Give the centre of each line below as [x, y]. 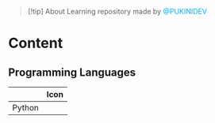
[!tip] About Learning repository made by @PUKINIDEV [117, 11]
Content [36, 43]
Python [26, 108]
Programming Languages [72, 72]
